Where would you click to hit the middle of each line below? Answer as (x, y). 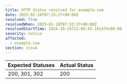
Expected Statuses (31, 65)
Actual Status (76, 65)
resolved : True (21, 19)
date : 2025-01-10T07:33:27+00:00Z (42, 15)
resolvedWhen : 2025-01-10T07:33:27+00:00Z (51, 24)
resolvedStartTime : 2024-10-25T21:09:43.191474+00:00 (64, 29)
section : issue (21, 48)
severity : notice (24, 34)
